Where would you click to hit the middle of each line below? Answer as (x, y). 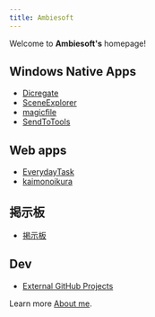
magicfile (39, 113)
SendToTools (46, 122)
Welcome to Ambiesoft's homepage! (77, 43)
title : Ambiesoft (42, 18)
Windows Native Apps (73, 72)
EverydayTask (48, 172)
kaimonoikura (47, 182)
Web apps (38, 150)
